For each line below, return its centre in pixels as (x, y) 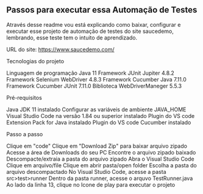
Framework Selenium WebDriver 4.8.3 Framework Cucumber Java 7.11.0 (97, 79)
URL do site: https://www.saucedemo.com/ (60, 49)
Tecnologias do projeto (35, 61)
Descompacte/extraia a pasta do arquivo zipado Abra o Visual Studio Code (101, 159)
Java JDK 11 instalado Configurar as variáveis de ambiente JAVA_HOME (96, 109)
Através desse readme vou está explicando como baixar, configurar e (94, 24)
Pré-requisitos (24, 97)
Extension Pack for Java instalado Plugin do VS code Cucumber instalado (99, 122)
